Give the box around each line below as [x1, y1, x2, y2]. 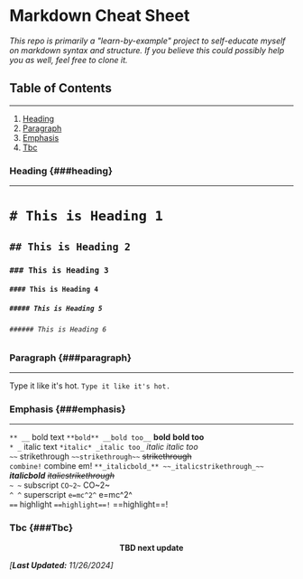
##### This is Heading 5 [9, 304, 103, 313]
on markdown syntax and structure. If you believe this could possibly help [9, 44, 285, 55]
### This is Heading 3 [9, 265, 109, 275]
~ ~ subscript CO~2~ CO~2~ [9, 480, 111, 490]
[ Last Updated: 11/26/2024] [9, 559, 115, 570]
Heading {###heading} [9, 164, 113, 177]
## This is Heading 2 [9, 240, 131, 253]
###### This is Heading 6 [9, 325, 106, 334]
